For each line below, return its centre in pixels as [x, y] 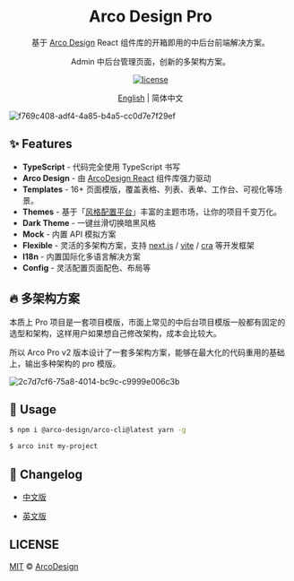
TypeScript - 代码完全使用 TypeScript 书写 [101, 167]
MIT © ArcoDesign [44, 566]
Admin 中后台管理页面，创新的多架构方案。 [151, 61]
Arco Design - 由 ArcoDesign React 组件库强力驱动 [117, 178]
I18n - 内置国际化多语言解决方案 [81, 256]
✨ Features [41, 144]
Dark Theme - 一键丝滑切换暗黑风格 [89, 222]
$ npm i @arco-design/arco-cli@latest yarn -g [98, 430]
